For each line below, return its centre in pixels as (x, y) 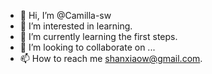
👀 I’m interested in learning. (76, 26)
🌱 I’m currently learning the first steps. (98, 36)
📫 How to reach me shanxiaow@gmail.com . (111, 58)
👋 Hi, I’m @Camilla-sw (65, 15)
